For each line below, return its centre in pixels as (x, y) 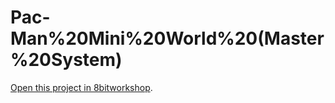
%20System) (66, 60)
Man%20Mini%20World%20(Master (167, 38)
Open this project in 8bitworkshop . (81, 87)
